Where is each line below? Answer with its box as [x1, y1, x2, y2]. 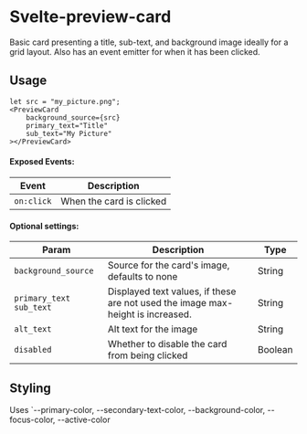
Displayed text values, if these [108, 285, 237, 298]
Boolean [257, 344, 293, 356]
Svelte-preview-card [9, 6, 172, 27]
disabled [14, 344, 52, 355]
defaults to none [108, 270, 178, 283]
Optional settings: [9, 220, 79, 231]
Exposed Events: [9, 156, 75, 167]
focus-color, [9, 414, 56, 425]
